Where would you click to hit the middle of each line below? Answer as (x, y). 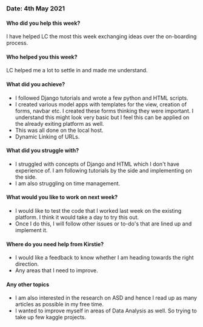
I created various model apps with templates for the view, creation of (101, 104)
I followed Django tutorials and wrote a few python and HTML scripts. (102, 98)
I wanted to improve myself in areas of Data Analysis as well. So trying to (106, 311)
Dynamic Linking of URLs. (47, 136)
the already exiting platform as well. (59, 123)
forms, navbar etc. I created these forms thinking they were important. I (104, 111)
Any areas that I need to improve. (56, 270)
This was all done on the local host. (59, 130)
